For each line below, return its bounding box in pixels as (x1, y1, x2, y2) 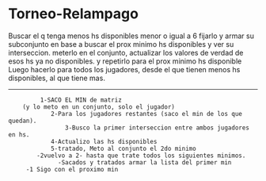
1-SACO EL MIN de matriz (40, 96, 123, 104)
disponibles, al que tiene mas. (8, 73, 105, 83)
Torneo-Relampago (8, 5, 139, 23)
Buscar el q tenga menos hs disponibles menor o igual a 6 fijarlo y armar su (8, 31, 255, 40)
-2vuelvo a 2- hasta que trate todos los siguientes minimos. (36, 152, 246, 160)
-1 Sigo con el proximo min (25, 165, 119, 173)
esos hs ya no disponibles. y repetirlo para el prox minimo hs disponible (8, 56, 242, 66)
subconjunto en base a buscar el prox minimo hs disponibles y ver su (8, 39, 234, 48)
